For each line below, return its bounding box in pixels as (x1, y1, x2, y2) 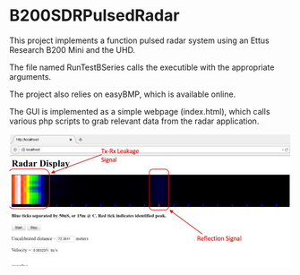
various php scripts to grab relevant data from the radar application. (9, 116, 260, 126)
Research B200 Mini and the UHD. (9, 44, 136, 55)
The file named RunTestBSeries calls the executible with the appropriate (9, 62, 275, 73)
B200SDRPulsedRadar (9, 5, 180, 26)
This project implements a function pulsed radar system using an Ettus (9, 35, 270, 46)
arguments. (9, 71, 52, 82)
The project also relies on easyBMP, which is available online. (9, 89, 236, 99)
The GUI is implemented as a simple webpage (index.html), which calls (9, 106, 270, 116)
